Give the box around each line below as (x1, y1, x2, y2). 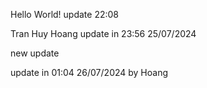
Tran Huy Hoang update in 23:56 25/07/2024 (10, 28, 197, 39)
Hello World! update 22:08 (10, 9, 120, 20)
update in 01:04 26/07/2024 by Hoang (10, 67, 169, 78)
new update (10, 47, 60, 59)
